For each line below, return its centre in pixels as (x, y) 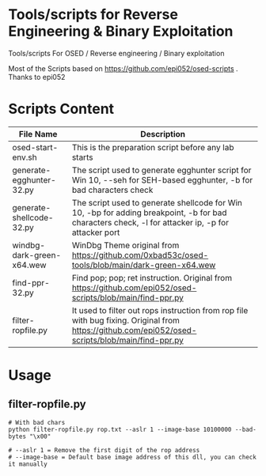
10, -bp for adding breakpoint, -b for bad (149, 213)
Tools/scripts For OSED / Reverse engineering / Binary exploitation (116, 53)
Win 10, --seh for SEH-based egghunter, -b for (162, 179)
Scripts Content (61, 109)
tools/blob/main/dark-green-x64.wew (144, 265)
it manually (28, 464)
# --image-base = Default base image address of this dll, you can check (133, 457)
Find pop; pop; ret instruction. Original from (152, 278)
